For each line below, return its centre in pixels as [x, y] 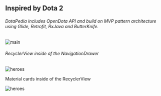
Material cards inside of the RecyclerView [48, 79]
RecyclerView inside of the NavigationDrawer [52, 54]
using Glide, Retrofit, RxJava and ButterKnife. [52, 26]
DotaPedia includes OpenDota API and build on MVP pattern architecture [81, 21]
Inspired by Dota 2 [34, 8]
